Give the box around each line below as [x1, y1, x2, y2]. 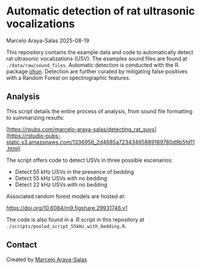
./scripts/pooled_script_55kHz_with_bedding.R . [6, 222, 127, 229]
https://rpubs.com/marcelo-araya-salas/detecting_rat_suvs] [8, 125, 157, 133]
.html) [6, 144, 21, 152]
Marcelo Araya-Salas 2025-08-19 [6, 37, 90, 44]
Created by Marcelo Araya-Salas [6, 256, 87, 263]
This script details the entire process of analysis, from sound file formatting [6, 107, 193, 115]
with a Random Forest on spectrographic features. [6, 74, 131, 81]
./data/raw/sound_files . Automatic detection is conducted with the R [6, 61, 179, 69]
